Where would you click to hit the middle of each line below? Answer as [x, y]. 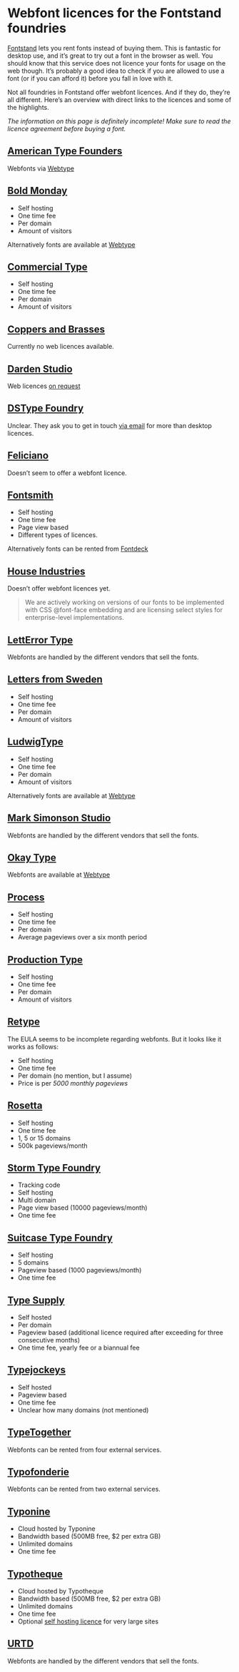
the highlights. [29, 107]
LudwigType [36, 742]
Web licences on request [44, 386]
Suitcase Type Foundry [60, 1238]
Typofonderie [38, 1472]
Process [26, 897]
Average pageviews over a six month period [82, 937]
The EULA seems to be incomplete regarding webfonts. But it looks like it [115, 1039]
